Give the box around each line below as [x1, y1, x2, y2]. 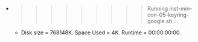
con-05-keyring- [147, 11, 189, 18]
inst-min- [168, 5, 193, 12]
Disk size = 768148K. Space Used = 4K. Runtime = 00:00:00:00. [21, 29, 181, 36]
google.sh [147, 18, 173, 24]
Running [147, 5, 168, 12]
